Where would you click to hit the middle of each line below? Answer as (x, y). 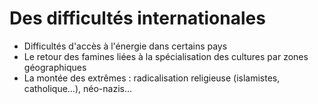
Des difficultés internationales (137, 18)
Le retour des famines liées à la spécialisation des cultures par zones (166, 56)
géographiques (55, 67)
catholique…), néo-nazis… (78, 88)
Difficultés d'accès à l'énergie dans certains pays (125, 46)
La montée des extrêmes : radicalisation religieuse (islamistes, (152, 78)
